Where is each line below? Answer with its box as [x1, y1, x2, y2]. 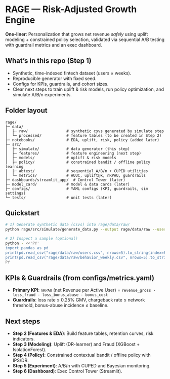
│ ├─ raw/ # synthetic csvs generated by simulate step [5, 128, 164, 134]
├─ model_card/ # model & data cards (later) [5, 181, 130, 187]
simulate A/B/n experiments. [12, 91, 72, 97]
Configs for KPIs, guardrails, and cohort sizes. [12, 81, 109, 87]
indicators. [12, 336, 35, 342]
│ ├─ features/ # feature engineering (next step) [5, 150, 142, 156]
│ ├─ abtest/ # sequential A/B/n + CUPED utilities [5, 168, 148, 173]
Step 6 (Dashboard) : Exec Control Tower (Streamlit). [12, 368, 122, 374]
